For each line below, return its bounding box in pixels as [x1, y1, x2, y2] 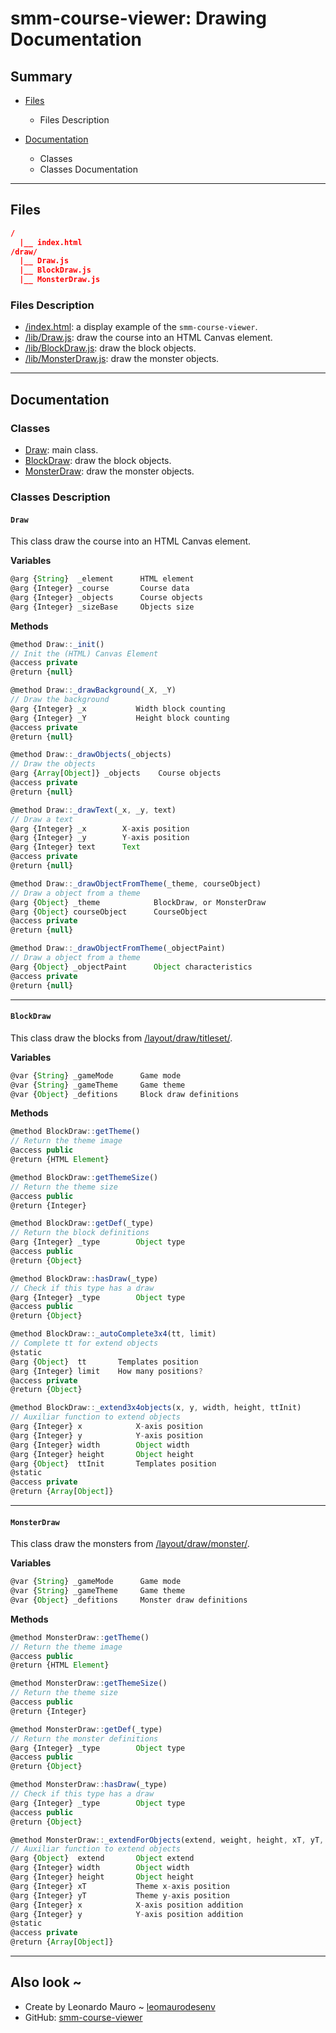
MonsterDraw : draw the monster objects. [24, 465, 195, 477]
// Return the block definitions [10, 1228, 150, 1238]
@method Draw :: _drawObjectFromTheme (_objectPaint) [10, 943, 226, 954]
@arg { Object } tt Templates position [10, 1357, 199, 1367]
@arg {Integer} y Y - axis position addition [10, 1909, 244, 1919]
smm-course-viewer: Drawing [10, 7, 267, 30]
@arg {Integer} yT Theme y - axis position [10, 1890, 230, 1901]
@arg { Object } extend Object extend [10, 1853, 195, 1864]
